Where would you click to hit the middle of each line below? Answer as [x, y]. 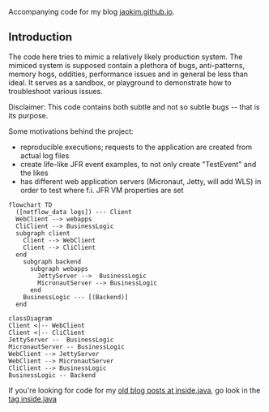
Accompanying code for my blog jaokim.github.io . [92, 12]
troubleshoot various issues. [56, 91]
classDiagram [30, 318]
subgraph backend [52, 262]
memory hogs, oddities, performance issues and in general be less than [128, 74]
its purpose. [28, 115]
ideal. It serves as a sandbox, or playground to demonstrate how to [120, 82]
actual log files [45, 155]
